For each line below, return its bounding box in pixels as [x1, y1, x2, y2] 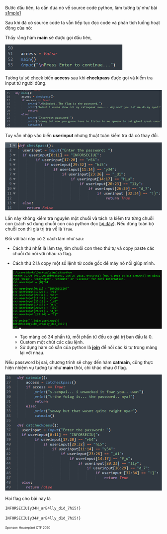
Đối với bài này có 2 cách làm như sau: [5, 235, 84, 241]
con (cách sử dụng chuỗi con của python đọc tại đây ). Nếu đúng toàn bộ [5, 220, 154, 226]
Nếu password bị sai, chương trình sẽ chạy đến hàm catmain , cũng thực [5, 359, 153, 365]
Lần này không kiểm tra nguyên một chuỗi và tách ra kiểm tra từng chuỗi [5, 215, 154, 221]
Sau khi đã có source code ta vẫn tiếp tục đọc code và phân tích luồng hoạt [5, 20, 160, 25]
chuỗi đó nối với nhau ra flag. [12, 250, 72, 256]
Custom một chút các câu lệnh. [19, 339, 84, 345]
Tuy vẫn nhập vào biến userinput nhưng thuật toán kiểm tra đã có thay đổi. [5, 133, 159, 139]
